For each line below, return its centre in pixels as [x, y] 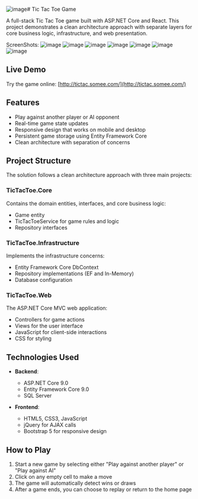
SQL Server [38, 396]
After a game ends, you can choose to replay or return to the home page [103, 489]
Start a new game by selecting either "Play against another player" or [99, 464]
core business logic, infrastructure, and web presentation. [77, 33]
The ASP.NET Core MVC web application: [57, 308]
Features [23, 103]
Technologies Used [42, 357]
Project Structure [39, 161]
